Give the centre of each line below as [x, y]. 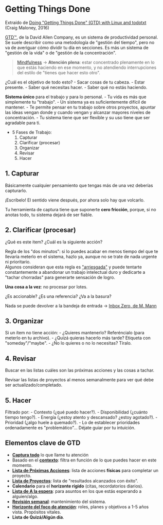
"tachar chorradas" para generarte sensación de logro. [60, 277]
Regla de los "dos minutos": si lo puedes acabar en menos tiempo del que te [81, 251]
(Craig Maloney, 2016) [27, 27]
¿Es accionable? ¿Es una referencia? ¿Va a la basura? [58, 296]
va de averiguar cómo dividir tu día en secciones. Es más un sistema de [77, 47]
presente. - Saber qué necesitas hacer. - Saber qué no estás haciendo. [76, 87]
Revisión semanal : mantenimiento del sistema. [59, 502]
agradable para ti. [23, 123]
